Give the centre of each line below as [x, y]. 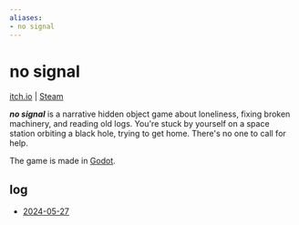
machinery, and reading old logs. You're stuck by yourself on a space [140, 124]
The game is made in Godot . [62, 161]
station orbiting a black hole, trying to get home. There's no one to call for [148, 134]
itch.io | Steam [36, 97]
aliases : [26, 18]
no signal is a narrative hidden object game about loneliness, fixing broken [150, 114]
